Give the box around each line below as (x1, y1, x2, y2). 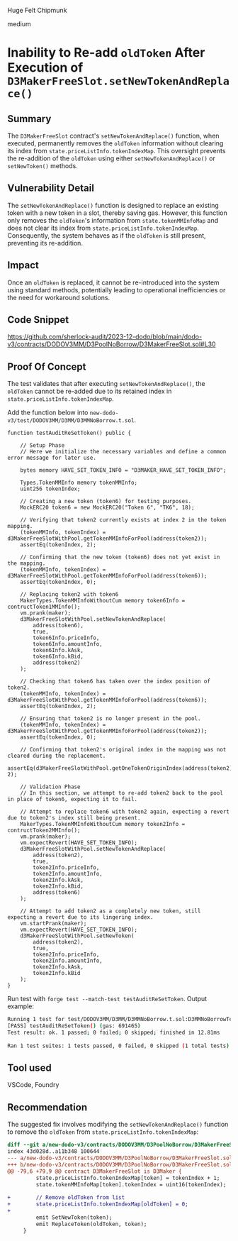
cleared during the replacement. (7, 752, 106, 760)
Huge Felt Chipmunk (7, 6, 67, 14)
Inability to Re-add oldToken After (7, 45, 205, 61)
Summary (7, 113, 52, 125)
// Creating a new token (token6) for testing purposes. (20, 498, 192, 505)
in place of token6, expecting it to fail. (7, 796, 138, 803)
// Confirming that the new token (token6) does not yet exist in (20, 553, 220, 561)
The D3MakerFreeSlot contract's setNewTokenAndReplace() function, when (7, 131, 220, 140)
